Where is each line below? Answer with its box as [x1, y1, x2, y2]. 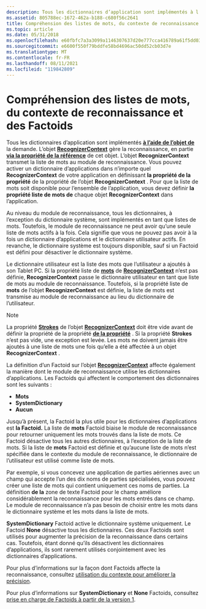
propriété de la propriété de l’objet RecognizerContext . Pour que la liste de [6, 178, 199, 185]
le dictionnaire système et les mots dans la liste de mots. [6, 508, 149, 516]
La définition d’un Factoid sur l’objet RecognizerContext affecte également [6, 362, 196, 369]
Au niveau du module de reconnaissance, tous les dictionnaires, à [6, 209, 173, 217]
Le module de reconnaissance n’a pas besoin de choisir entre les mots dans [6, 502, 198, 509]
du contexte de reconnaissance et [6, 106, 184, 120]
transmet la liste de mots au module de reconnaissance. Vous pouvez [6, 158, 182, 166]
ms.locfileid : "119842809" [6, 66, 75, 72]
